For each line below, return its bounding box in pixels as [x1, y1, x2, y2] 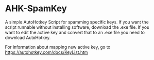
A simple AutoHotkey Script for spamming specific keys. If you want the [5, 19, 149, 25]
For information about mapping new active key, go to [5, 44, 111, 50]
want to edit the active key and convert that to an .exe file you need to [5, 29, 145, 35]
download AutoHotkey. [5, 35, 51, 40]
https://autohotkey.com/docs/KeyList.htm [5, 49, 88, 55]
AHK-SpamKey [5, 3, 67, 14]
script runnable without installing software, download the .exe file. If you [5, 24, 150, 30]
